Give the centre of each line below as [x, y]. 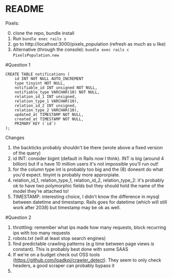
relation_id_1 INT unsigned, [46, 96]
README [25, 9]
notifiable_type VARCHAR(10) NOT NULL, [57, 92]
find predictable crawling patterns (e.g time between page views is [83, 244]
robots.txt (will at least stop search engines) [59, 238]
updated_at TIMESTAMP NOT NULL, [49, 114]
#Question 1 [18, 65]
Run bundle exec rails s [40, 38]
